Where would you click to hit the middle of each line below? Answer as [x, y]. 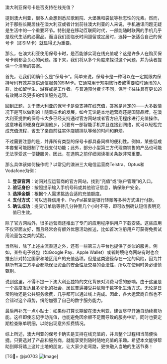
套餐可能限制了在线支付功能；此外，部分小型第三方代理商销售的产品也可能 [85, 148]
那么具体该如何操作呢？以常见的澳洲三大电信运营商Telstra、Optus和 [75, 164]
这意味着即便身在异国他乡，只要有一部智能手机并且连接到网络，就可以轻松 [81, 124]
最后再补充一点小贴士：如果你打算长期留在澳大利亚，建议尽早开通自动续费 [81, 311]
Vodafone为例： [22, 171]
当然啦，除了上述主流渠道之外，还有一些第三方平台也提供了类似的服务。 [79, 246]
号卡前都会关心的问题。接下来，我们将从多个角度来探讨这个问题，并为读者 [81, 60]
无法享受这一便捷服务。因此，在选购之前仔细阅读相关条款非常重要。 [75, 154]
